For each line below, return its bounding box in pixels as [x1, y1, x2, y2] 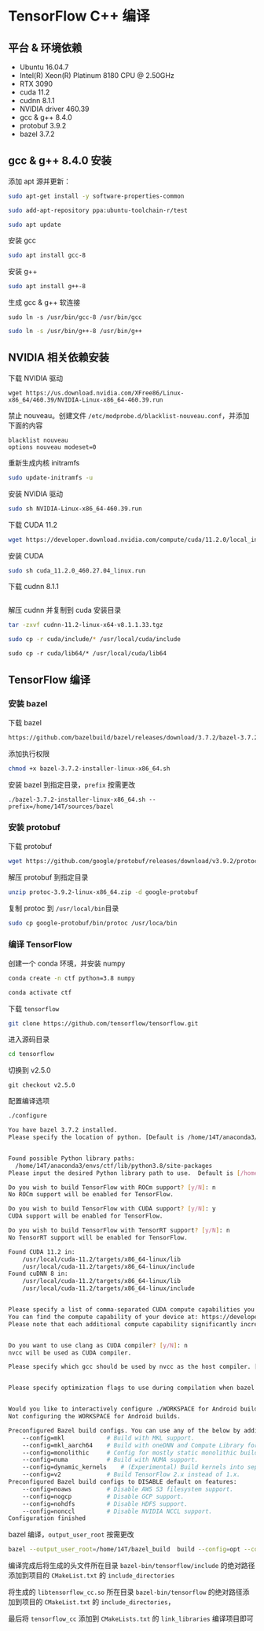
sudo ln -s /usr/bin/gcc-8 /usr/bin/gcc [8, 313, 143, 321]
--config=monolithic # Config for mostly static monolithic [22, 1448, 237, 1457]
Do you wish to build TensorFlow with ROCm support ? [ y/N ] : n [8, 1183, 216, 1192]
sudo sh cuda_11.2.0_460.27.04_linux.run [8, 566, 146, 575]
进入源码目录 [8, 1035, 49, 1044]
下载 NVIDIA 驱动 [8, 373, 64, 383]
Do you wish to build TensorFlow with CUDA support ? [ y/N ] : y [8, 1205, 216, 1213]
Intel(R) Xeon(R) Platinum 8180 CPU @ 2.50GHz [19, 71, 174, 80]
